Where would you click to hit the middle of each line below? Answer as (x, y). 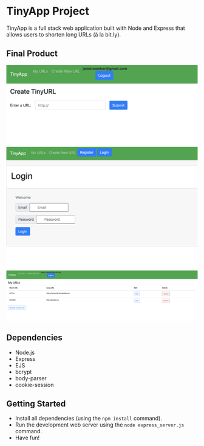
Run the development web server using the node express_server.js (100, 425)
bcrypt (23, 372)
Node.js (25, 352)
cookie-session (34, 385)
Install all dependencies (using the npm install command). (89, 419)
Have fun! (27, 438)
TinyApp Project (48, 11)
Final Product (32, 54)
